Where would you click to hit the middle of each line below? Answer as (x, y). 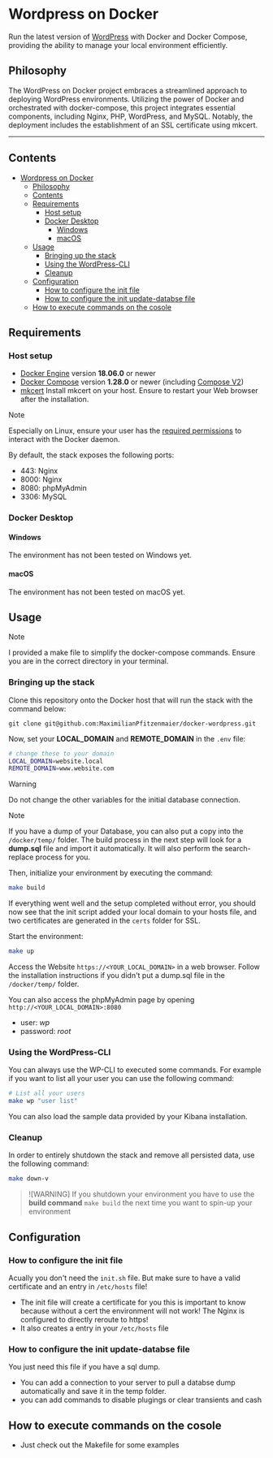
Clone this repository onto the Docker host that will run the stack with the (131, 700)
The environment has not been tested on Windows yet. (100, 555)
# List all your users (47, 1093)
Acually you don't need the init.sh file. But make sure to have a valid (125, 1278)
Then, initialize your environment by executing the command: (110, 873)
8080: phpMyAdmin (53, 488)
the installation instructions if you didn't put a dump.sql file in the (117, 976)
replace (21, 857)
